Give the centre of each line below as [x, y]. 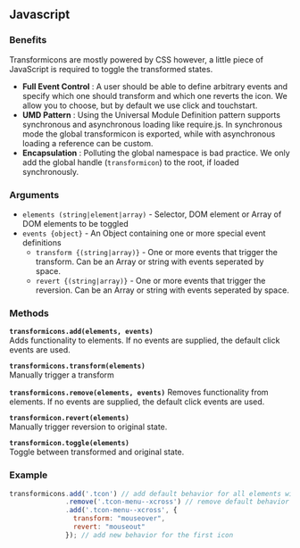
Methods [29, 313]
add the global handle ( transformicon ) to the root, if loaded [130, 162]
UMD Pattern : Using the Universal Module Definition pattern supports [151, 114]
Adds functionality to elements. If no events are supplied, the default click [145, 340]
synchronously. [50, 171]
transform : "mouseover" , [119, 519]
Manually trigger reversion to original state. [88, 427]
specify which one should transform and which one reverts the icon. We [154, 95]
